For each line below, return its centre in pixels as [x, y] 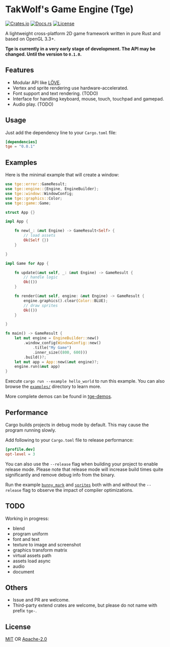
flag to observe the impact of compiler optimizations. [78, 490]
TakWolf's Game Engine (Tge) [69, 9]
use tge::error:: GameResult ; [36, 184]
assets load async [32, 561]
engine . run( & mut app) [37, 367]
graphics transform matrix [40, 550]
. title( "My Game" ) [52, 347]
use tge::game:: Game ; [28, 203]
